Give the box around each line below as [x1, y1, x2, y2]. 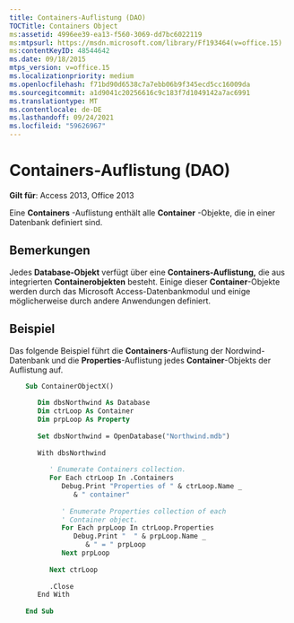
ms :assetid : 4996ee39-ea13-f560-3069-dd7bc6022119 [9, 30, 203, 39]
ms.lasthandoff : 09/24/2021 [9, 113, 115, 122]
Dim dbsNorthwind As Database [37, 399, 151, 408]
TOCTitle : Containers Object [9, 22, 118, 31]
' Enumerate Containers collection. [48, 465, 186, 474]
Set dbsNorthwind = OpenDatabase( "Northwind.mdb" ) [37, 432, 230, 441]
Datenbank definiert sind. [9, 216, 103, 227]
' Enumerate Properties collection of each [61, 506, 227, 516]
